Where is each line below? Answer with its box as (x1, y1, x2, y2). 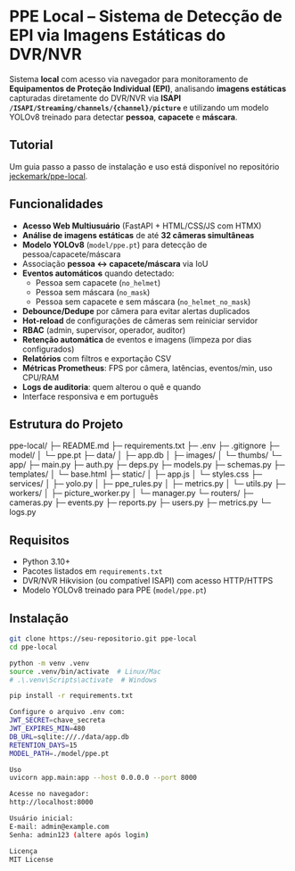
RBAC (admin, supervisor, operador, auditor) (21, 324, 186, 336)
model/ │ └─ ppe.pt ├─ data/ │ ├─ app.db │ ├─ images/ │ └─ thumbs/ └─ (9, 450, 283, 460)
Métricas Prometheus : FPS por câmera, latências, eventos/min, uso (21, 362, 274, 373)
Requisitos (9, 533, 70, 548)
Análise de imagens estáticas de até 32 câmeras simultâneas (21, 229, 255, 240)
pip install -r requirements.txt (9, 692, 134, 701)
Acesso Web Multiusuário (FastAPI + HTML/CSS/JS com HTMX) (21, 220, 262, 231)
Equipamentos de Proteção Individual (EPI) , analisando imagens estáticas (9, 83, 287, 94)
